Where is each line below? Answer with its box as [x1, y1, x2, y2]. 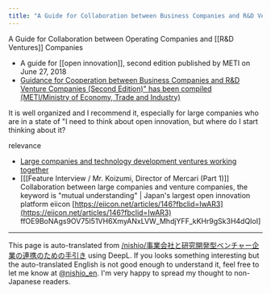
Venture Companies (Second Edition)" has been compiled [19, 84, 212, 93]
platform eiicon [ [19, 199, 75, 209]
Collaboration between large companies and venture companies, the [19, 182, 248, 192]
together [19, 164, 49, 174]
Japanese [8, 276, 42, 286]
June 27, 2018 [19, 66, 67, 77]
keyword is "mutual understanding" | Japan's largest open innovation [19, 190, 251, 200]
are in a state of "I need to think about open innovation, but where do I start [8, 116, 258, 126]
